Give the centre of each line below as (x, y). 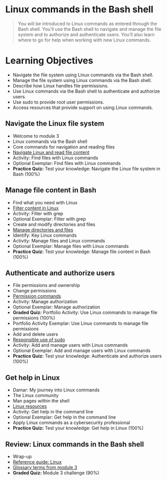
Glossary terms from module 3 (45, 467)
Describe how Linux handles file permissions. (61, 86)
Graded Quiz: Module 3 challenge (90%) (56, 473)
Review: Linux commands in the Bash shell (75, 444)
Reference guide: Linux (37, 462)
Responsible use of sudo (39, 340)
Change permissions (35, 291)
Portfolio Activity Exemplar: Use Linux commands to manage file (80, 323)
